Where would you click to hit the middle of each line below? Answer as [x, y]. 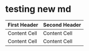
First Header [23, 25]
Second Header [62, 25]
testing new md [38, 9]
